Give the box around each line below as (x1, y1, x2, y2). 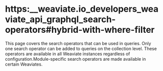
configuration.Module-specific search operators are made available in (5, 56, 146, 62)
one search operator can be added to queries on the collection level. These (5, 46, 157, 51)
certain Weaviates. (5, 61, 43, 67)
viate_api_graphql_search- (5, 14, 116, 25)
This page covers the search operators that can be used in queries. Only (5, 40, 151, 46)
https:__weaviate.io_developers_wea (5, 3, 159, 15)
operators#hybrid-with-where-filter (5, 24, 155, 35)
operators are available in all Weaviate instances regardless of (5, 50, 131, 57)
